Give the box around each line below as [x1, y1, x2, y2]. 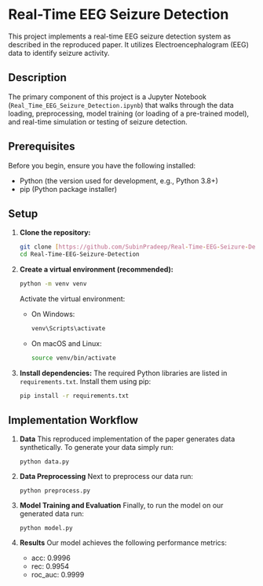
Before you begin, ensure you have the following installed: [8, 160, 196, 170]
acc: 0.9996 [31, 553, 71, 563]
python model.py [19, 525, 73, 533]
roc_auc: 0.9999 [31, 570, 85, 580]
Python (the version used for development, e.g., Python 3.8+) [19, 175, 218, 186]
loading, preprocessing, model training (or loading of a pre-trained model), [8, 109, 250, 118]
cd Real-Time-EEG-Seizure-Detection [19, 250, 140, 259]
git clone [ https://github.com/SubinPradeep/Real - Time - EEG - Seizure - [19, 243, 249, 251]
